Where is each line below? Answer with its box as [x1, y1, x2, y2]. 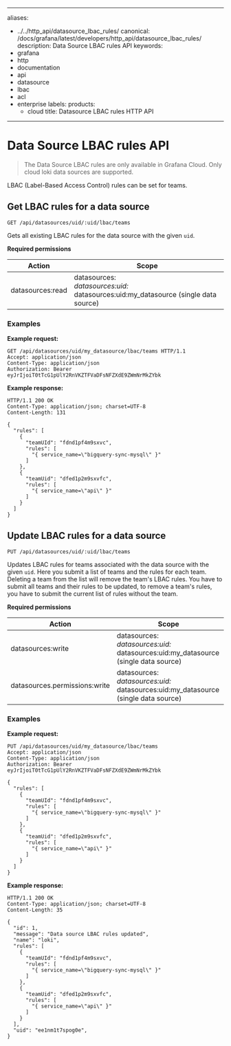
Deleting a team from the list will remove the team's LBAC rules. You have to [7, 575, 223, 583]
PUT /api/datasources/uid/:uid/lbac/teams [7, 548, 131, 555]
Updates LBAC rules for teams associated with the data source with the [7, 560, 210, 568]
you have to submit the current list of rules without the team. [7, 589, 179, 598]
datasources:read [10, 285, 67, 295]
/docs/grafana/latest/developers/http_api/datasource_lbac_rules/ [16, 34, 201, 42]
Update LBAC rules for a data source [7, 530, 166, 542]
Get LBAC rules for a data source [7, 201, 150, 213]
